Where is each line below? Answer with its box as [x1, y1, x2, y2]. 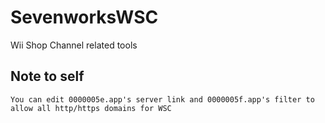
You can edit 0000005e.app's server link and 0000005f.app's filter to [10, 94, 315, 105]
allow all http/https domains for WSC [10, 103, 172, 113]
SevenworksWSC [10, 6, 159, 29]
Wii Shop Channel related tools [10, 39, 138, 51]
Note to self [10, 68, 85, 85]
